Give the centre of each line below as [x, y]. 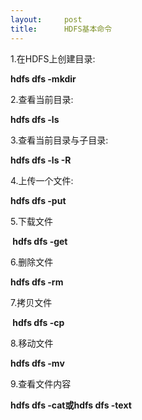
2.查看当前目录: [42, 99]
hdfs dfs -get [40, 241]
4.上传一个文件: [42, 180]
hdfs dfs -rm [37, 282]
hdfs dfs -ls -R [41, 160]
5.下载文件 [31, 221]
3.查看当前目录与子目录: [59, 140]
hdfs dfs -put [38, 200]
